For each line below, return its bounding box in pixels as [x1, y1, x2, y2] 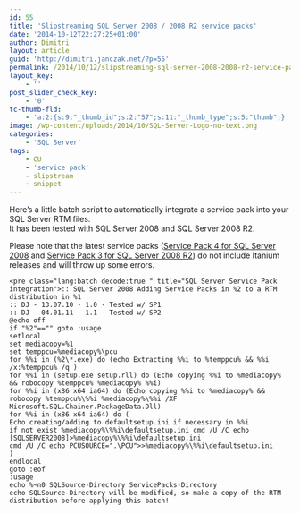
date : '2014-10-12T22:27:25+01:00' [9, 30, 142, 39]
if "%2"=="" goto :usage [9, 324, 102, 333]
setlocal [9, 332, 42, 341]
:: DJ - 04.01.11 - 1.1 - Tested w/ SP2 [9, 308, 162, 318]
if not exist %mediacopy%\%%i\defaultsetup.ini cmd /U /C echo [9, 426, 250, 435]
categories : [9, 130, 54, 139]
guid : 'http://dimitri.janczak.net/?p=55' [9, 55, 170, 64]
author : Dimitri [9, 38, 70, 47]
